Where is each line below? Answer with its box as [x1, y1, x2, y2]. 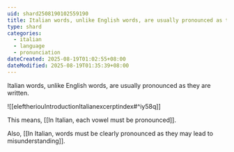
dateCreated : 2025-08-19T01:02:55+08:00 [7, 56, 127, 63]
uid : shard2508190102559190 [7, 10, 89, 17]
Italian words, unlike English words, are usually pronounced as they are [7, 81, 211, 89]
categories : [7, 29, 42, 37]
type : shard [7, 23, 42, 30]
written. [7, 89, 29, 97]
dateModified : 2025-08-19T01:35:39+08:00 [7, 62, 130, 69]
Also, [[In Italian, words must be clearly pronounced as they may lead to [7, 129, 214, 137]
